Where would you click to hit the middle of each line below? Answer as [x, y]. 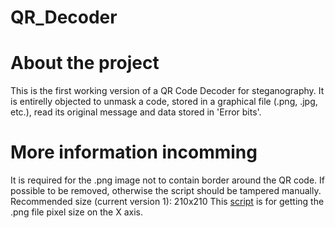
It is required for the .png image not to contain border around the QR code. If [167, 180]
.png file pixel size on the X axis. [77, 212]
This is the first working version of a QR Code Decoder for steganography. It [167, 91]
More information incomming [134, 152]
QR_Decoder [64, 17]
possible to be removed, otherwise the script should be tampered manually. [166, 191]
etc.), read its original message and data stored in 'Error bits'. [136, 112]
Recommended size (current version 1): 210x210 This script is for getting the [167, 202]
